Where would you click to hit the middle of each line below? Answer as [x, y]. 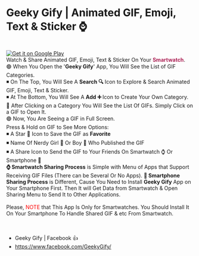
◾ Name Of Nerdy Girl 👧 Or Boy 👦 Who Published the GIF [75, 142]
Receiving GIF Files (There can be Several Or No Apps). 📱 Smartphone [93, 175]
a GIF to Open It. [26, 112]
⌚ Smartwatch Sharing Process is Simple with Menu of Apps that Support [98, 167]
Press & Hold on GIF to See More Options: [57, 127]
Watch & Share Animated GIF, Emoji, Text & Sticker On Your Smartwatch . [96, 60]
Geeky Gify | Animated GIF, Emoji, [91, 13]
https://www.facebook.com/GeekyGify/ [63, 246]
